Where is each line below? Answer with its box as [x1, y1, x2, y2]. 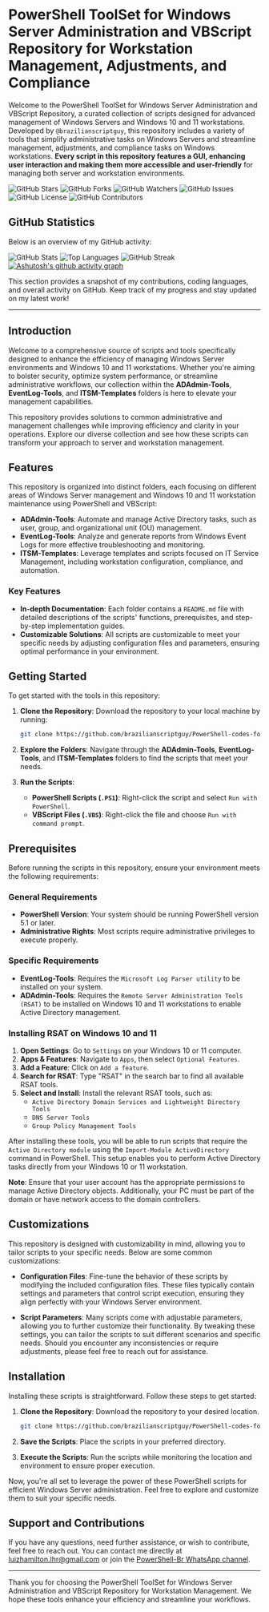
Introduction [8, 324, 72, 338]
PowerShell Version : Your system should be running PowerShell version [19, 909, 259, 919]
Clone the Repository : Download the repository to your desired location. [19, 1406, 259, 1416]
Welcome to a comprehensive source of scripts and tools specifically [8, 345, 236, 355]
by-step [19, 621, 46, 631]
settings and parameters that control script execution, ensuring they [19, 1288, 245, 1298]
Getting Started [8, 670, 87, 683]
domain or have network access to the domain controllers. [8, 1195, 201, 1204]
